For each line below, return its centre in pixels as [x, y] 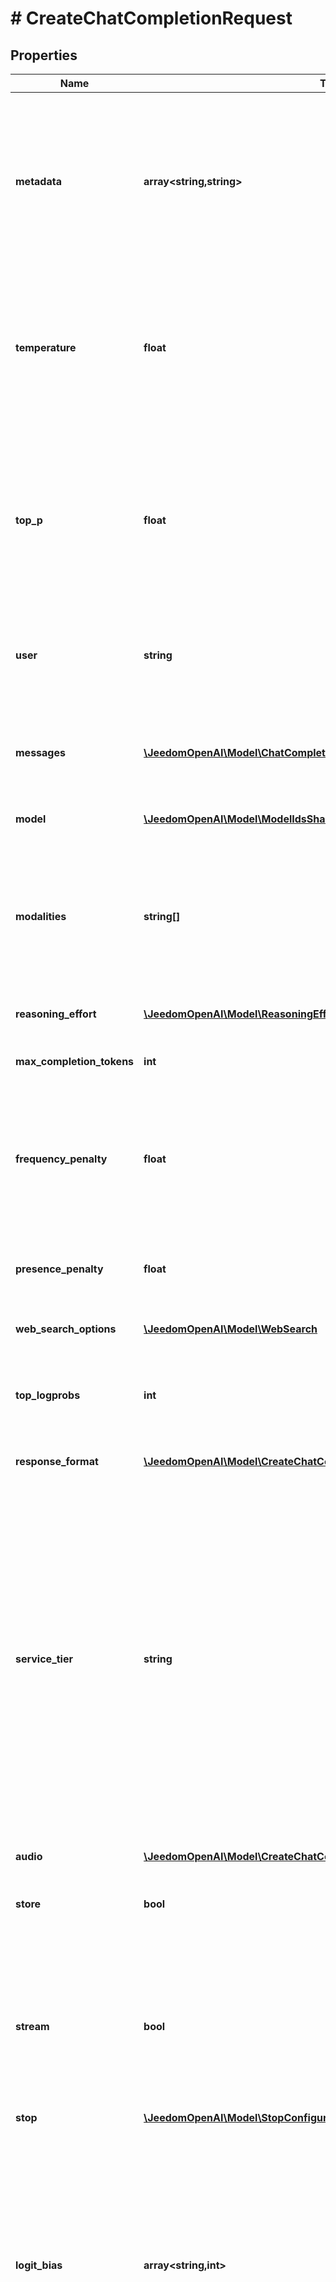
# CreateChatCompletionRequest [151, 18]
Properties [44, 55]
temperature [46, 347]
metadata [38, 181]
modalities [41, 916]
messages [40, 752]
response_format [57, 1461]
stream [32, 2026]
